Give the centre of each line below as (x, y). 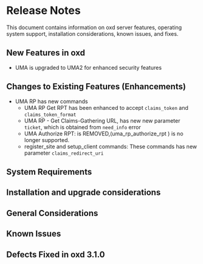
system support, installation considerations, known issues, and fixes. (92, 33)
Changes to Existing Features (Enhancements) (96, 86)
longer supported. (47, 140)
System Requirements (49, 171)
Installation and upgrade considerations (84, 193)
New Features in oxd (46, 53)
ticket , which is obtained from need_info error (82, 127)
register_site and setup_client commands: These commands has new (111, 146)
